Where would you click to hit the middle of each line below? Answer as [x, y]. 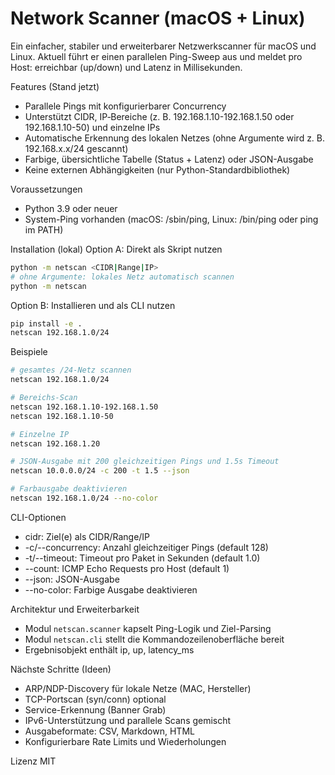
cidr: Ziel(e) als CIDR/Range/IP [87, 536]
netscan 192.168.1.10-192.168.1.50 [84, 407]
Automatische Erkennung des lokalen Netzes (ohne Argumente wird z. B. [175, 138]
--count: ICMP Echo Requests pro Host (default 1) [127, 568]
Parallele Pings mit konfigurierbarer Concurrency [125, 106]
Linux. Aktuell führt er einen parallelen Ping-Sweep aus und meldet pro [156, 56]
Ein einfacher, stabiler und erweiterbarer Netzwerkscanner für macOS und [163, 46]
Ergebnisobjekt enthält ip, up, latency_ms [109, 649]
